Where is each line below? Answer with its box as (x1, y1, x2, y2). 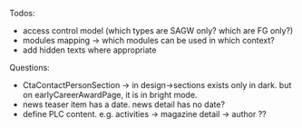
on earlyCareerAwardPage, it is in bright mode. (22, 90, 198, 100)
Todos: (9, 8, 35, 18)
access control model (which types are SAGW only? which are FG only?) (22, 25, 294, 35)
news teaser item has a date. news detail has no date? (22, 99, 225, 110)
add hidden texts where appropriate (22, 44, 157, 55)
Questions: (9, 63, 50, 73)
